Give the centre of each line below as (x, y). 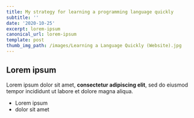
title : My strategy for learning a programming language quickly (90, 12)
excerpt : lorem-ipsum (33, 29)
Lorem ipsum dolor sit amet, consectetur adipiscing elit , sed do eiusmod (97, 85)
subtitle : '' (23, 18)
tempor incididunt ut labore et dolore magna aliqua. (70, 91)
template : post (25, 40)
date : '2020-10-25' (31, 23)
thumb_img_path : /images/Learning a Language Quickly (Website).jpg (94, 46)
